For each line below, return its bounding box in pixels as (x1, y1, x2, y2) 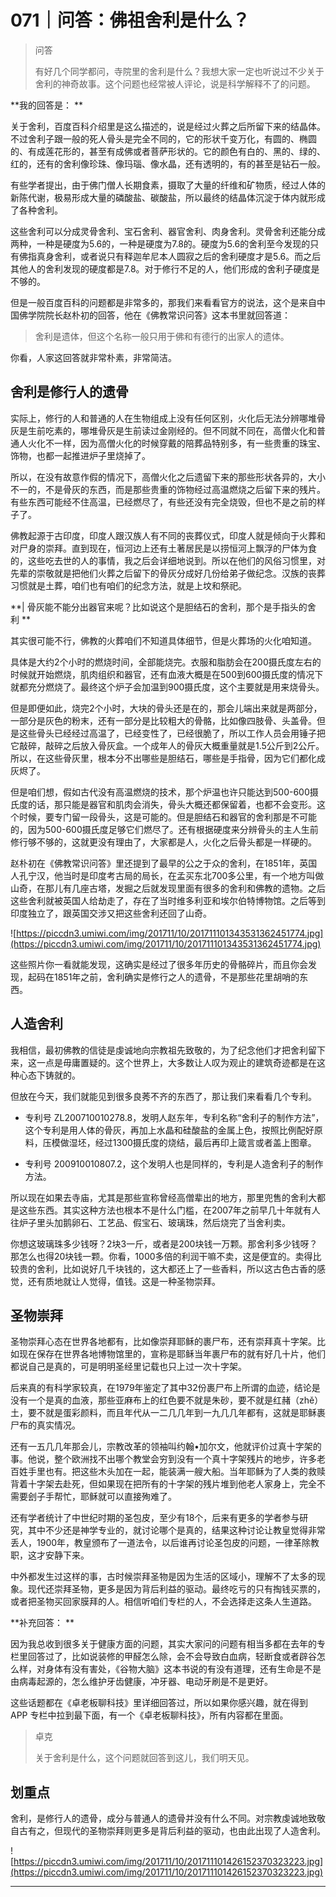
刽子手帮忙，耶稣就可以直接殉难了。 (27, 1491, 177, 1503)
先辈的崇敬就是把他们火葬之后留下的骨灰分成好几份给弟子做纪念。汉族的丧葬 (10, 567, 326, 579)
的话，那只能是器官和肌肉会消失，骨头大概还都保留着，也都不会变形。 (27, 798, 317, 810)
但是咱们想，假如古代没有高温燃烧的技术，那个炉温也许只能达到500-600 (10, 786, 310, 798)
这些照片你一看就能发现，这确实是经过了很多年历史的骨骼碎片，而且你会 (10, 958, 308, 970)
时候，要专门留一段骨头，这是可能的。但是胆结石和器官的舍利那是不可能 (18, 811, 317, 823)
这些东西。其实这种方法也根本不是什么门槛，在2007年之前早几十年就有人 (18, 1204, 321, 1216)
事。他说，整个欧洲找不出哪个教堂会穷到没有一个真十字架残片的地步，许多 (10, 1453, 317, 1465)
